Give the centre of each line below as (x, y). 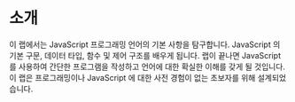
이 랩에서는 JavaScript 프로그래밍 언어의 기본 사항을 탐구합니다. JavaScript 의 (145, 44)
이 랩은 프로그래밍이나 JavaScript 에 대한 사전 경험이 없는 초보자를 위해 (132, 77)
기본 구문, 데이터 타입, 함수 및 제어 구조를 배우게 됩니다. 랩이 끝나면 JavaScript (145, 55)
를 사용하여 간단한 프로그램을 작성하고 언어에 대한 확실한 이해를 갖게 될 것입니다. (147, 67)
